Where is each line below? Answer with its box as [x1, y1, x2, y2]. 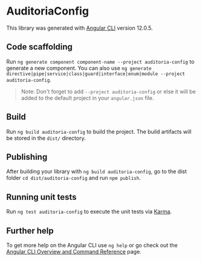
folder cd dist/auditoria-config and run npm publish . [6, 174, 141, 182]
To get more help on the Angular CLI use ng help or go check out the [6, 242, 178, 249]
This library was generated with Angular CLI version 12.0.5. [6, 24, 153, 31]
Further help [6, 225, 54, 236]
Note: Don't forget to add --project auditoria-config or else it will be [21, 88, 196, 95]
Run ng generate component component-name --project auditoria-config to [6, 58, 195, 65]
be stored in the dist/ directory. [6, 134, 86, 142]
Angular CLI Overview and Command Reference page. [6, 248, 142, 255]
